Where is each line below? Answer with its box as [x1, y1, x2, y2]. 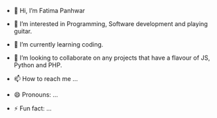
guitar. [13, 27, 32, 35]
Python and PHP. [13, 61, 62, 69]
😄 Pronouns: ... [13, 91, 59, 99]
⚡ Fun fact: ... [13, 104, 52, 113]
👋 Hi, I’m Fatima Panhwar [13, 7, 85, 14]
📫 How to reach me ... [13, 75, 78, 82]
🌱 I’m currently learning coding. [13, 40, 104, 48]
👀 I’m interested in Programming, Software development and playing [13, 20, 209, 27]
